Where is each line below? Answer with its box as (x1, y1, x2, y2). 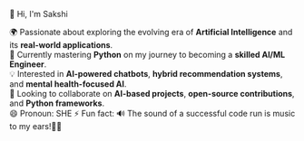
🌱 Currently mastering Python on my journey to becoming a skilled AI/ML (9, 50, 286, 60)
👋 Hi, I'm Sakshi (9, 9, 68, 19)
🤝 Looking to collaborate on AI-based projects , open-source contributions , (9, 89, 295, 99)
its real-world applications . (9, 40, 113, 50)
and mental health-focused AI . (9, 79, 127, 89)
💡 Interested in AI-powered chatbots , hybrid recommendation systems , (9, 69, 283, 79)
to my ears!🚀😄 (9, 121, 62, 131)
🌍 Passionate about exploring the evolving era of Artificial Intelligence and (9, 27, 293, 37)
